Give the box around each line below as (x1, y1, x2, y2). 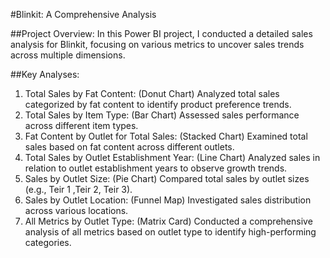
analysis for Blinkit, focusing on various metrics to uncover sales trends (10, 39, 305, 50)
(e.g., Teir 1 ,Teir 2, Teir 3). (24, 184, 133, 195)
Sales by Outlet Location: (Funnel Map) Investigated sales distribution (24, 194, 312, 206)
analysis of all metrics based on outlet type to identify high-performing (24, 226, 317, 238)
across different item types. (24, 120, 139, 131)
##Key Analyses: (10, 69, 80, 80)
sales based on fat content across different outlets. (24, 141, 235, 153)
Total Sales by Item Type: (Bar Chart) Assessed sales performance (24, 109, 300, 121)
